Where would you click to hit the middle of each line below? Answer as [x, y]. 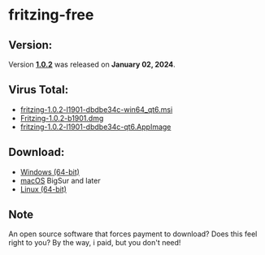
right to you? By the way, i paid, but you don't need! [95, 243]
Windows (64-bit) [50, 171]
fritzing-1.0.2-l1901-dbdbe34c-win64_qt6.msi [96, 109]
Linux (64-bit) [43, 189]
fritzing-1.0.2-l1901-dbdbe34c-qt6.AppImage [96, 127]
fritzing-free [51, 15]
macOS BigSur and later [60, 180]
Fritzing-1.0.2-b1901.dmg [62, 118]
